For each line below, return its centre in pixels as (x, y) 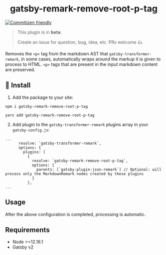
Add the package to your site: (43, 97)
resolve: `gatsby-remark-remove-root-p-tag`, (80, 161)
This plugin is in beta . (40, 32)
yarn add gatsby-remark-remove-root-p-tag (50, 115)
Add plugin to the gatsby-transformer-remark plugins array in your (80, 124)
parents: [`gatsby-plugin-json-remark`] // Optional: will (99, 169)
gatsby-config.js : (31, 130)
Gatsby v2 (23, 247)
